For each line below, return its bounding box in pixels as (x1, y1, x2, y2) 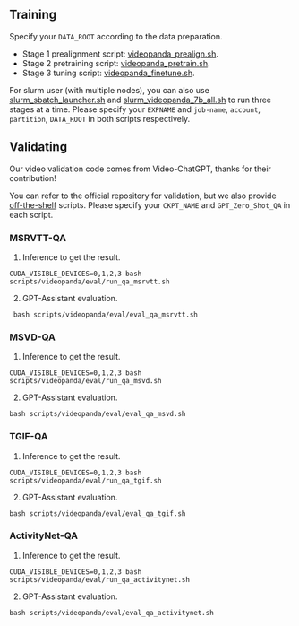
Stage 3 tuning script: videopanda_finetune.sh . (21, 67, 195, 78)
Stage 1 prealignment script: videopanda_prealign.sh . (21, 48, 219, 59)
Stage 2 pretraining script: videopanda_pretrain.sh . (21, 57, 210, 68)
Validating (9, 139, 68, 155)
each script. (9, 209, 54, 220)
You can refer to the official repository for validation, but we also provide (9, 190, 277, 201)
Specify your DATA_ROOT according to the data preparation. (9, 30, 223, 41)
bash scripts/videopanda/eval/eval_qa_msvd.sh (9, 410, 186, 419)
